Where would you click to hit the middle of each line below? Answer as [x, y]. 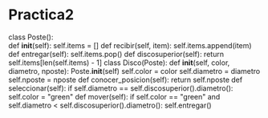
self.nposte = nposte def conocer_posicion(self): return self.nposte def [126, 79]
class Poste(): [31, 37]
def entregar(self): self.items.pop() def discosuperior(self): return [116, 54]
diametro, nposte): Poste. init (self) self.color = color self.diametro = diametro [134, 71]
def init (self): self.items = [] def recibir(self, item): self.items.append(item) [130, 45]
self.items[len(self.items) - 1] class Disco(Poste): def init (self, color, [119, 63]
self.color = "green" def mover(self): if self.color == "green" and [114, 96]
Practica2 [41, 15]
